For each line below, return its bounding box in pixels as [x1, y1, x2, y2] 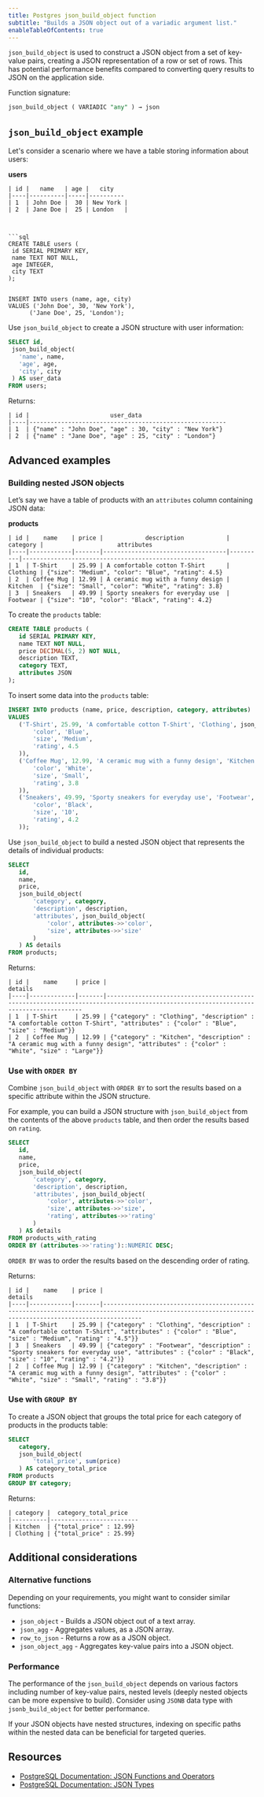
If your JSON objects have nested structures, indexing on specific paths [8, 1719, 241, 1728]
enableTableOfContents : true [8, 26, 104, 34]
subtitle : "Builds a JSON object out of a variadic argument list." [8, 19, 237, 27]
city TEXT [11, 268, 44, 276]
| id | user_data [8, 411, 143, 420]
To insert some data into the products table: [8, 690, 149, 700]
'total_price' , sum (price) [32, 1457, 122, 1465]
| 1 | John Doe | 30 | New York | [8, 199, 128, 207]
